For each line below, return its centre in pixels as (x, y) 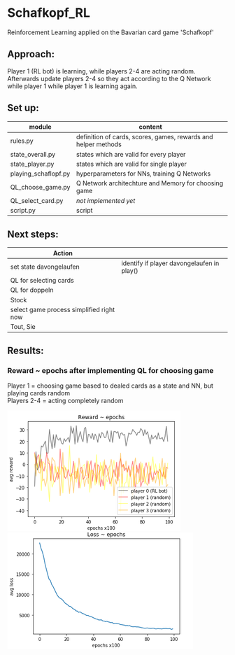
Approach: (31, 54)
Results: (26, 351)
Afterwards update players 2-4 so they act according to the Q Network (109, 78)
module (40, 127)
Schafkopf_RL (49, 13)
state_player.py (32, 164)
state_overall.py (33, 154)
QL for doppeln (32, 290)
